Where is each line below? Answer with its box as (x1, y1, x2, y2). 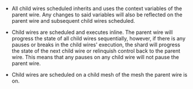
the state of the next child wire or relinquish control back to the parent (11, 47, 181, 54)
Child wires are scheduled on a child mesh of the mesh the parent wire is (11, 71, 188, 78)
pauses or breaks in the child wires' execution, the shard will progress (11, 41, 180, 48)
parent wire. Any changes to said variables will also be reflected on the (11, 11, 182, 18)
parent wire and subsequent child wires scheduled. (11, 18, 136, 24)
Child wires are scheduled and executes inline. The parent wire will (11, 29, 173, 36)
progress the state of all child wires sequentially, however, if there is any (11, 35, 186, 42)
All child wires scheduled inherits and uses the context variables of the (11, 5, 182, 12)
